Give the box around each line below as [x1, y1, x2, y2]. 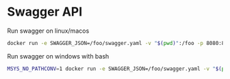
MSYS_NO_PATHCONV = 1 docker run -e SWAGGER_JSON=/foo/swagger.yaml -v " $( [7, 65, 222, 72]
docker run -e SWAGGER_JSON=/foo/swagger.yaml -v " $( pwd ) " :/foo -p [7, 39, 204, 46]
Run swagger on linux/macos [7, 27, 90, 35]
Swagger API [7, 4, 83, 20]
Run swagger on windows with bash [7, 52, 110, 60]
